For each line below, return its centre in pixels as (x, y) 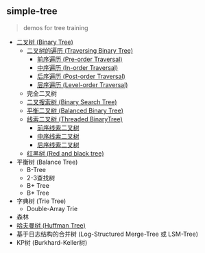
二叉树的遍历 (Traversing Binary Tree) (80, 50)
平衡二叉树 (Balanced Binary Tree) (75, 110)
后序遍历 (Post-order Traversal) (81, 76)
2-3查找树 (41, 178)
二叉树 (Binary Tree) (45, 42)
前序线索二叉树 (58, 128)
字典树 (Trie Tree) (41, 201)
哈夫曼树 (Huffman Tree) (51, 225)
